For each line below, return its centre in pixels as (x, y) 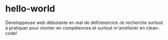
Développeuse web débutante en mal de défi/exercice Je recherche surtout (84, 22)
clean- (153, 27)
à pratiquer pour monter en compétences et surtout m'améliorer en (75, 27)
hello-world (30, 9)
